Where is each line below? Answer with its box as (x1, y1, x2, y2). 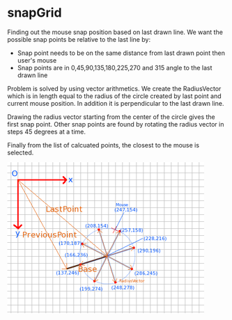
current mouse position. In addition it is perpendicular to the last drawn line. (7, 99, 224, 107)
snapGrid (7, 5, 62, 21)
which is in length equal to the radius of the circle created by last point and (7, 92, 222, 100)
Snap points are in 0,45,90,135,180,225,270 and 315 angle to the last (17, 63, 212, 72)
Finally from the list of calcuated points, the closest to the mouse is (7, 141, 200, 149)
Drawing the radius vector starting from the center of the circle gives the (7, 113, 215, 121)
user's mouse (17, 56, 57, 64)
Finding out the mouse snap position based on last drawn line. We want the (7, 28, 223, 36)
